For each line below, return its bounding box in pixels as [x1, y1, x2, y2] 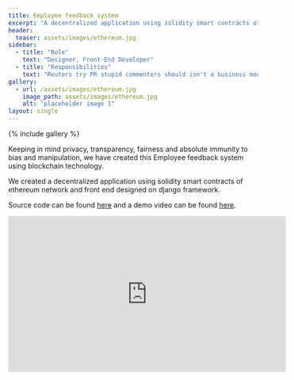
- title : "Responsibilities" [15, 63, 112, 71]
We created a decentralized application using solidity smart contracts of [8, 177, 243, 186]
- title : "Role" [15, 48, 69, 56]
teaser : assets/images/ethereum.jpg [15, 33, 136, 42]
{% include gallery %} [8, 129, 81, 139]
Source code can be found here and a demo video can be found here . [8, 200, 236, 210]
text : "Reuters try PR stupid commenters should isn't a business [22, 70, 246, 78]
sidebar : [8, 41, 37, 49]
